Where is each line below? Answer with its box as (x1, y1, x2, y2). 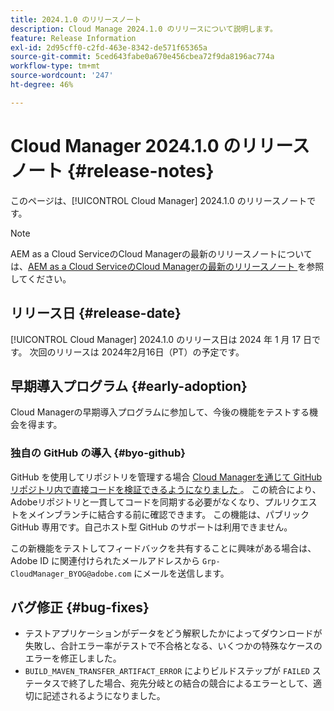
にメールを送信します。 (133, 567, 230, 579)
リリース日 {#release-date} (10, 305, 182, 322)
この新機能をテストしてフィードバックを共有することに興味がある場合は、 (10, 542, 317, 554)
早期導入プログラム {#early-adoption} (10, 377, 248, 395)
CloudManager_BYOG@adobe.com (10, 569, 132, 579)
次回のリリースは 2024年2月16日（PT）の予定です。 (29, 346, 245, 358)
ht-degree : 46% (10, 80, 74, 90)
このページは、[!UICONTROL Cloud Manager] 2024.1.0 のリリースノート (10, 194, 308, 206)
